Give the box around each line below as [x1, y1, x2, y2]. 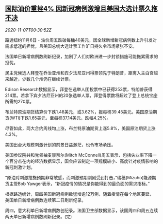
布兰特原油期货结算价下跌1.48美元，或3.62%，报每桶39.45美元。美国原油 [5, 109, 153, 114]
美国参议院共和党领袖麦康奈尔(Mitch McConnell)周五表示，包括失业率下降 [5, 152, 153, 158]
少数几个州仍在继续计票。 [21, 76, 73, 82]
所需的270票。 [5, 98, 34, 104]
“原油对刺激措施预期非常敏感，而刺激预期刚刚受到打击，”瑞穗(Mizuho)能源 [5, 174, 152, 180]
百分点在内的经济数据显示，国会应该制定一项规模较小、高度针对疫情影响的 [9, 158, 158, 164]
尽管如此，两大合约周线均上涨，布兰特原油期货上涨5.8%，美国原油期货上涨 [5, 125, 156, 131]
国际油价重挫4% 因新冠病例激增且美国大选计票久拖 [5, 4, 158, 13]
